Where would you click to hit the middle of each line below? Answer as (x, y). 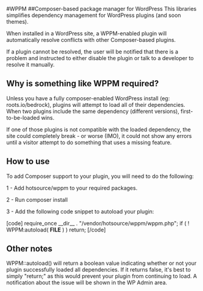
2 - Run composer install (37, 199)
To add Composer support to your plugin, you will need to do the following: (100, 176)
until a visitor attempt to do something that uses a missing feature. (89, 142)
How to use (28, 161)
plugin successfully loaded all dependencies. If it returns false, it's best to (99, 270)
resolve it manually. (30, 64)
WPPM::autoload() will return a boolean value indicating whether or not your (101, 263)
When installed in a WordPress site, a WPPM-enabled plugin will (87, 33)
